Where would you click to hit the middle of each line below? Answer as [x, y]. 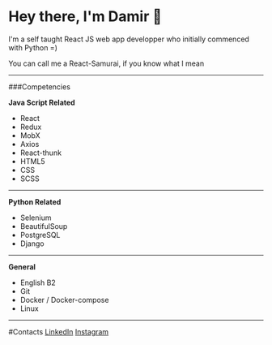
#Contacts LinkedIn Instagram [59, 331]
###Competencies [40, 86]
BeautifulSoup [44, 226]
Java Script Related [42, 102]
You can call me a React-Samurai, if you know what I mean [106, 63]
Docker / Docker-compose [64, 300]
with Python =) [33, 47]
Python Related [35, 201]
